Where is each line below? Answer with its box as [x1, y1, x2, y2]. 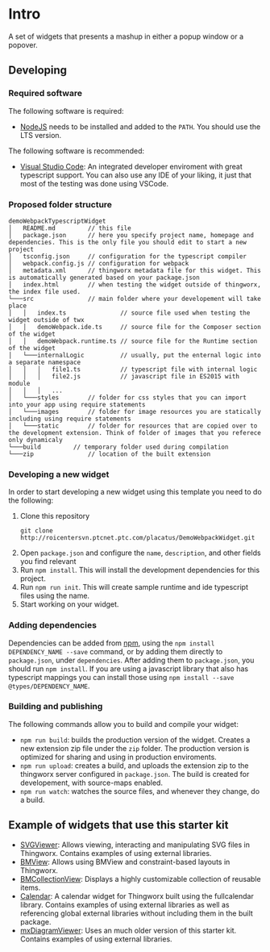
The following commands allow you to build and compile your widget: [8, 719, 239, 729]
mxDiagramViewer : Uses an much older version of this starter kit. [19, 925, 237, 935]
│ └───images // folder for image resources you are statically [8, 407, 262, 415]
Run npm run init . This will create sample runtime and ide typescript [19, 582, 248, 592]
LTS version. [19, 130, 62, 140]
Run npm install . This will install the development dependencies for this [19, 566, 260, 575]
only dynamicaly [8, 436, 63, 444]
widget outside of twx [8, 315, 85, 324]
